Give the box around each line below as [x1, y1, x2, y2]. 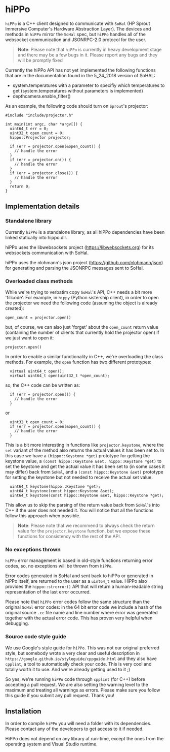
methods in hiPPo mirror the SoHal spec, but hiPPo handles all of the [5, 31, 146, 37]
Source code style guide [5, 633, 67, 640]
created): [5, 305, 24, 311]
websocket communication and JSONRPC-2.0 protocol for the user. [5, 37, 147, 43]
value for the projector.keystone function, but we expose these [17, 527, 151, 534]
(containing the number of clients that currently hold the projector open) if [5, 329, 159, 335]
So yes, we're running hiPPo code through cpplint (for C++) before [5, 676, 145, 682]
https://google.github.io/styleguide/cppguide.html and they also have [5, 655, 157, 662]
